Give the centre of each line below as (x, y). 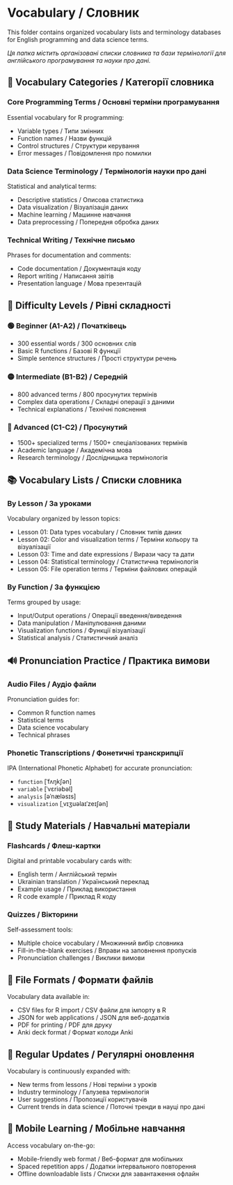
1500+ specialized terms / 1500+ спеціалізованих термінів (102, 442)
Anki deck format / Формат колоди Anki (75, 1032)
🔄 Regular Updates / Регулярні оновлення (101, 1054)
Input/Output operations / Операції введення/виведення (99, 616)
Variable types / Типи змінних (61, 131)
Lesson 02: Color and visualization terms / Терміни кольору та (107, 540)
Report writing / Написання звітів (65, 276)
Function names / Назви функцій (64, 138)
